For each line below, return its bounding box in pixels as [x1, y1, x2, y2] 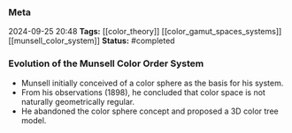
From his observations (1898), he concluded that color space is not [20, 86, 266, 98]
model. [20, 115, 47, 125]
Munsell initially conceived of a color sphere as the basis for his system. [20, 78, 284, 88]
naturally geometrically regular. [20, 96, 134, 107]
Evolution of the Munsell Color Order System [8, 57, 204, 70]
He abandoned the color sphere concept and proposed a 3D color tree [20, 106, 280, 116]
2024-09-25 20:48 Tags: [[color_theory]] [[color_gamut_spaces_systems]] [8, 26, 282, 37]
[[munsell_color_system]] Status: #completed [8, 35, 175, 46]
